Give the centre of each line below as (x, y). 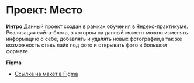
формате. (18, 51)
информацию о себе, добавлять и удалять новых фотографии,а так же (94, 39)
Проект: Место (44, 10)
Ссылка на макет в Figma (46, 74)
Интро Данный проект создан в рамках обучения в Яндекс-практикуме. (97, 26)
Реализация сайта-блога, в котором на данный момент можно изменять (97, 32)
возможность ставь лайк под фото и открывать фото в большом (86, 45)
